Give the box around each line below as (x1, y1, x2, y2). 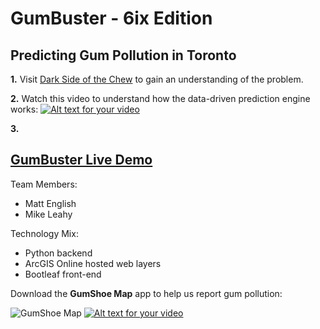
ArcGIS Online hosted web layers (24, 257, 162, 269)
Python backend (24, 247, 93, 259)
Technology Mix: (10, 227, 79, 239)
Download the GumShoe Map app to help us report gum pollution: (10, 287, 283, 299)
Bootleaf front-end (24, 268, 102, 280)
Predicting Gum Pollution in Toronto (10, 47, 237, 64)
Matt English (24, 197, 77, 209)
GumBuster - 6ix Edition (10, 7, 213, 30)
